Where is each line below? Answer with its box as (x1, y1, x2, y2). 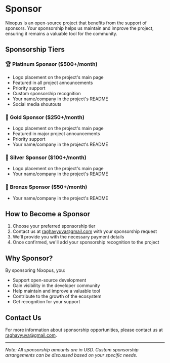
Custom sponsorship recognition (12, 90, 81, 96)
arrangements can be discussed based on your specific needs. (5, 352, 138, 358)
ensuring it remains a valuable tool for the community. (5, 30, 117, 36)
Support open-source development (12, 277, 87, 284)
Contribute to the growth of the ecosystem (12, 293, 102, 299)
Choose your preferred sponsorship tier (12, 223, 96, 229)
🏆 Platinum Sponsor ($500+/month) (5, 61, 98, 68)
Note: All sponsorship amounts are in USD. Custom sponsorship (5, 346, 139, 352)
